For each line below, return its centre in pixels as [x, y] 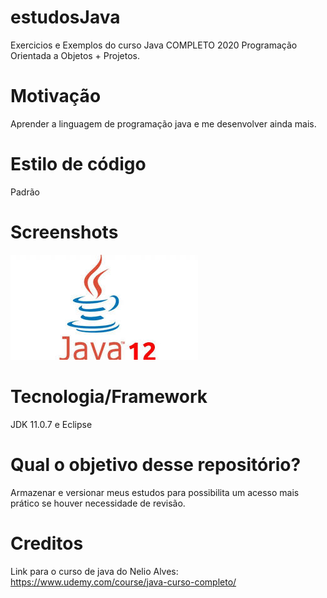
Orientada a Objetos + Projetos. [75, 55]
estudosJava [65, 17]
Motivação [56, 96]
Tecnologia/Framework [109, 396]
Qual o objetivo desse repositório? [156, 464]
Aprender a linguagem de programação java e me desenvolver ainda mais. [163, 123]
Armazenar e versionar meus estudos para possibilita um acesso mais [155, 492]
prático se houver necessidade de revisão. [98, 503]
